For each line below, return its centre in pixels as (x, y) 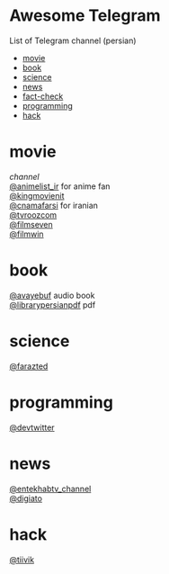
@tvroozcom (33, 215)
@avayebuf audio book (52, 295)
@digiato (26, 498)
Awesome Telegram (85, 16)
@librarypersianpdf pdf (53, 305)
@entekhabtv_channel (50, 489)
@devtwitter (32, 427)
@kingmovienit (37, 195)
